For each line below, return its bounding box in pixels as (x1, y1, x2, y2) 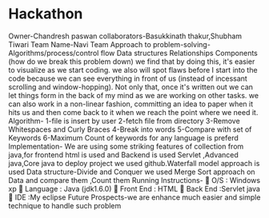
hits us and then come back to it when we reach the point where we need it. (8, 107, 259, 117)
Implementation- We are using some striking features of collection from (8, 141, 244, 151)
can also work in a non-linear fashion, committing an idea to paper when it (8, 99, 254, 109)
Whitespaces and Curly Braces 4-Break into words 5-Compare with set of (8, 125, 252, 134)
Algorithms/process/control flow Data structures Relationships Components (8, 48, 259, 57)
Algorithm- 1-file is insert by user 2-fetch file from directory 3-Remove (8, 116, 240, 125)
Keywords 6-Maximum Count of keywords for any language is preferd (8, 133, 239, 142)
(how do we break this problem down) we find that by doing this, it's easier (8, 57, 255, 66)
